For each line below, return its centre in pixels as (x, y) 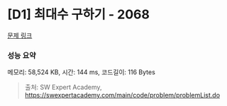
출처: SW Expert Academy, (63, 87)
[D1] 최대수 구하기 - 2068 (79, 14)
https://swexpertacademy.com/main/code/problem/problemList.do (122, 95)
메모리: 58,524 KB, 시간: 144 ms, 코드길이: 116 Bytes (82, 72)
